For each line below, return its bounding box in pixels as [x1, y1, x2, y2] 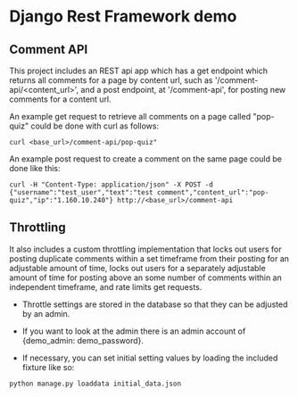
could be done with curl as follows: [30, 120, 159, 131]
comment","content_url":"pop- [156, 188, 269, 197]
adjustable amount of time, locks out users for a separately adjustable [9, 262, 266, 273]
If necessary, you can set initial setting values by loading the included [21, 352, 278, 363]
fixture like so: [21, 361, 75, 372]
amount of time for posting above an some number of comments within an [9, 272, 283, 283]
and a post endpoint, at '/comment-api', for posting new [80, 85, 286, 95]
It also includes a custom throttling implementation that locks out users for [9, 244, 283, 254]
